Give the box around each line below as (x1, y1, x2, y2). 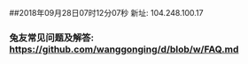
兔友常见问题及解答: (9, 32, 95, 44)
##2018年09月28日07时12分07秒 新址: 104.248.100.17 (9, 8, 204, 18)
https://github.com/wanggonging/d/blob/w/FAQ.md (9, 43, 239, 55)
